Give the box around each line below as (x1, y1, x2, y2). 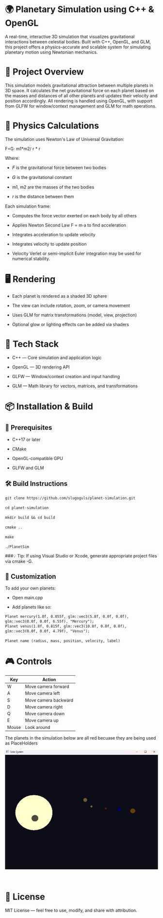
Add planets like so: (12, 604, 52, 610)
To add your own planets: (5, 585, 56, 591)
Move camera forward (25, 684, 69, 689)
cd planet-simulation (5, 505, 49, 510)
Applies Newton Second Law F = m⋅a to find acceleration (12, 222, 126, 228)
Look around (25, 724, 50, 730)
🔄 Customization (5, 572, 56, 580)
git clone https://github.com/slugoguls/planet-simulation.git (5, 496, 136, 500)
